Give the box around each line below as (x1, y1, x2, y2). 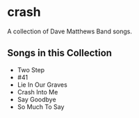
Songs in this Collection (7, 47, 113, 59)
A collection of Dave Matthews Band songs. (7, 27, 132, 35)
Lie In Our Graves (17, 81, 67, 89)
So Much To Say (17, 102, 65, 111)
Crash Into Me (17, 87, 58, 96)
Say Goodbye (17, 95, 57, 103)
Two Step (17, 65, 45, 74)
